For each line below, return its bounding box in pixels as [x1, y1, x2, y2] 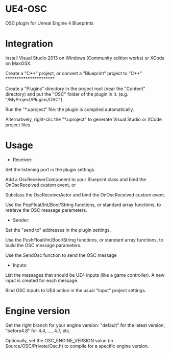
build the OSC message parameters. [5, 242, 82, 248]
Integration [5, 38, 54, 50]
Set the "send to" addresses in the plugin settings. [5, 227, 111, 233]
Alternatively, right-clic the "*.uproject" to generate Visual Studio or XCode [5, 116, 162, 122]
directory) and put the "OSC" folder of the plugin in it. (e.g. [5, 91, 129, 97]
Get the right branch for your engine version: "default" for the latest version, [5, 322, 165, 328]
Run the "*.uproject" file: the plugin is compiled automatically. [5, 106, 134, 113]
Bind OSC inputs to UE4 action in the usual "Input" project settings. [5, 287, 147, 293]
